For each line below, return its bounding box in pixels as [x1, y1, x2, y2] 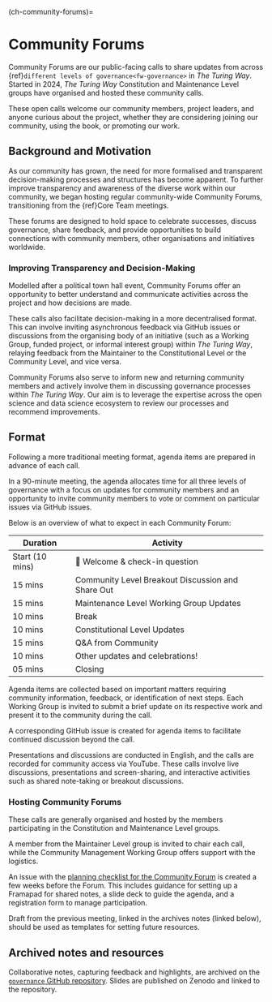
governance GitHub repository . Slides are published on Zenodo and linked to [8, 975, 261, 985]
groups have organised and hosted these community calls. [8, 88, 204, 97]
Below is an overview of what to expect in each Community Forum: [8, 518, 232, 527]
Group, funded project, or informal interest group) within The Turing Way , [8, 340, 253, 350]
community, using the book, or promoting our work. [8, 121, 181, 131]
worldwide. [8, 242, 46, 252]
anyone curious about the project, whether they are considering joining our [8, 112, 259, 122]
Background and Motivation [8, 144, 151, 158]
